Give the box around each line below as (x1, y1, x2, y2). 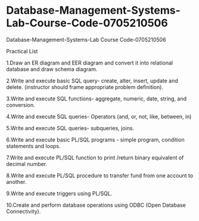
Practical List (6, 47, 38, 54)
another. (6, 178, 27, 185)
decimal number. (6, 160, 48, 167)
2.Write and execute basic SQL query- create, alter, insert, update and (6, 77, 179, 84)
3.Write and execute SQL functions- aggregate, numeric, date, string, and (6, 95, 186, 102)
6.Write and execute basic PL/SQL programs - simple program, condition (6, 136, 185, 143)
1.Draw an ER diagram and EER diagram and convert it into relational (6, 59, 173, 66)
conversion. (6, 101, 35, 108)
